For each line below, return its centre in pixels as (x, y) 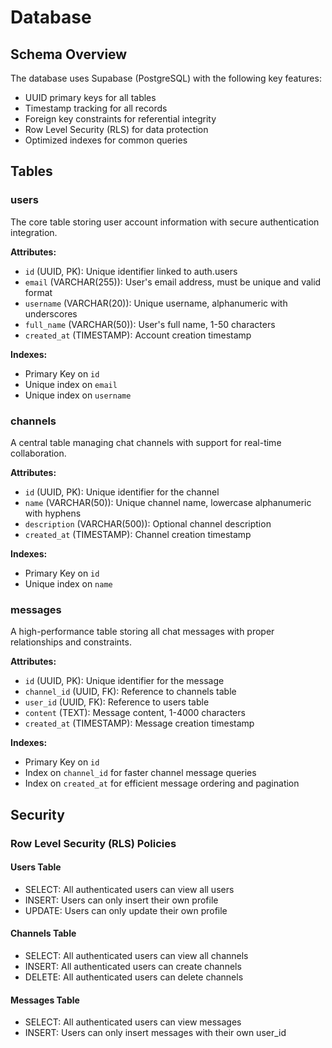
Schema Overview (69, 54)
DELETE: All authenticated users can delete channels (134, 977)
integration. (34, 232)
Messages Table (45, 1000)
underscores (51, 313)
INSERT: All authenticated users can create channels (133, 966)
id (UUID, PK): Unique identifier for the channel (122, 492)
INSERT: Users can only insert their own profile (121, 900)
